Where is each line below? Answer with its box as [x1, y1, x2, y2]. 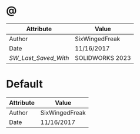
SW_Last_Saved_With [9, 53, 69, 62]
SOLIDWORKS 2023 [74, 53, 131, 62]
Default [6, 78, 43, 91]
